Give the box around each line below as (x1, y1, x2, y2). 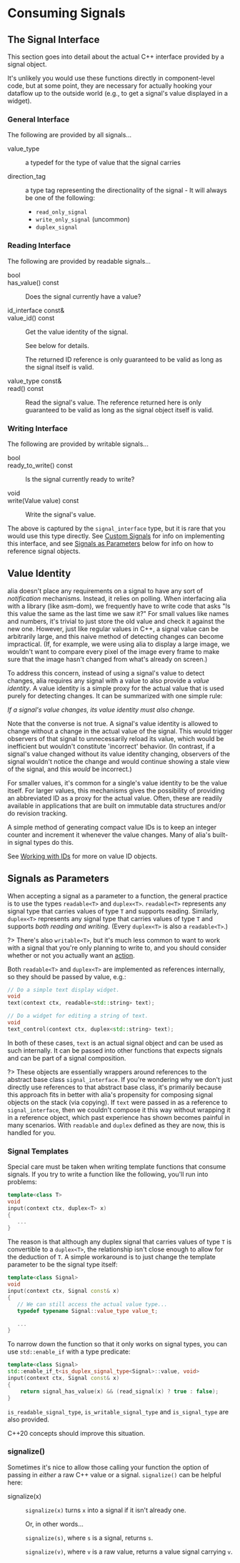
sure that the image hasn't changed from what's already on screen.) (7, 655, 208, 663)
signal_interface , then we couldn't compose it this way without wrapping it (7, 1106, 231, 1114)
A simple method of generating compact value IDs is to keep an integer (7, 823, 216, 831)
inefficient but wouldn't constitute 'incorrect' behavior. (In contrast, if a (7, 742, 216, 750)
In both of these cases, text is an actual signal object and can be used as (7, 1038, 224, 1047)
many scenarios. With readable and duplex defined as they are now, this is (7, 1121, 226, 1129)
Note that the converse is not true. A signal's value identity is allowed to (7, 719, 219, 728)
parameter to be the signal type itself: (7, 1260, 118, 1269)
